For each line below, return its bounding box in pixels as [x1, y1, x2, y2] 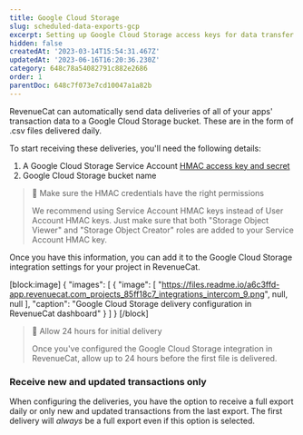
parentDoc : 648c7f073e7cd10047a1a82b [9, 81, 152, 90]
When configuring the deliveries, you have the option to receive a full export [9, 396, 294, 407]
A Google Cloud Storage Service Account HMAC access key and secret [22, 160, 290, 171]
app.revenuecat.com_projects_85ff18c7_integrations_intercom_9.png [9, 288, 265, 300]
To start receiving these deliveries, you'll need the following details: [9, 143, 261, 153]
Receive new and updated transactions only [9, 375, 207, 388]
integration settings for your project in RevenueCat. [9, 261, 201, 272]
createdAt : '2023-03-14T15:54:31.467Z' [9, 47, 161, 56]
